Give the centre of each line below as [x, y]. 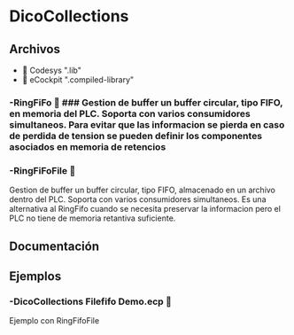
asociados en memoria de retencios [88, 146]
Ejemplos [35, 276]
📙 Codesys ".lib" [51, 70]
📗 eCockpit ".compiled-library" [78, 80]
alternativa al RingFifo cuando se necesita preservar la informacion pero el [145, 209]
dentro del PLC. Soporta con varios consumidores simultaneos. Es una [138, 199]
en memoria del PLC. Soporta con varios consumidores [130, 113]
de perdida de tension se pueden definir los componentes [136, 136]
